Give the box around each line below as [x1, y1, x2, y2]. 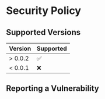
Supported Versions [6, 27, 80, 37]
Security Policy [6, 4, 82, 17]
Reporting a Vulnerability [6, 83, 99, 94]
